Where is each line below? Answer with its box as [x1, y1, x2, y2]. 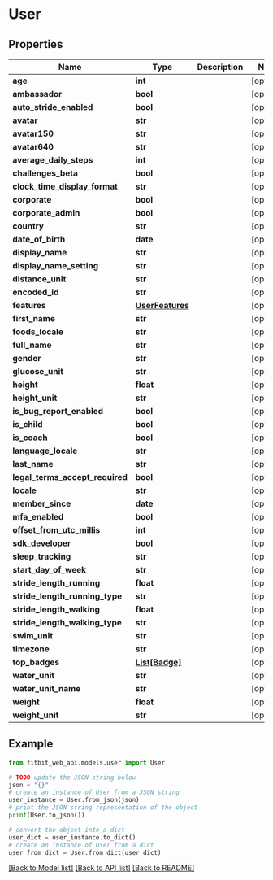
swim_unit [12, 630, 54, 641]
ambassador [12, 89, 63, 99]
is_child [12, 419, 43, 429]
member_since [12, 498, 71, 509]
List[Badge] [135, 656, 182, 668]
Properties [8, 37, 63, 51]
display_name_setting [12, 260, 99, 271]
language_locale [12, 445, 78, 456]
